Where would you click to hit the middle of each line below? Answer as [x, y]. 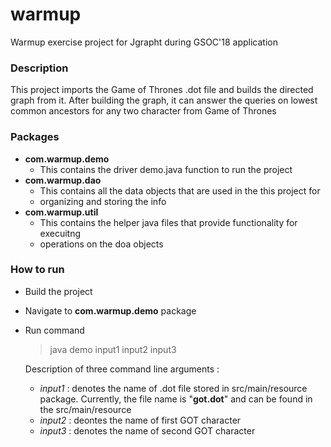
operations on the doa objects [101, 244]
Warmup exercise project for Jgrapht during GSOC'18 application [144, 42]
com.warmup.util [61, 212]
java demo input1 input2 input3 [113, 349]
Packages [35, 137]
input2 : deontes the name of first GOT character [140, 420]
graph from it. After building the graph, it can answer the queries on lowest [164, 100]
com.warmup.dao [63, 180]
